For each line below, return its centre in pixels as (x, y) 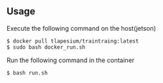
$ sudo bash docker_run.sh (46, 47)
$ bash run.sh (27, 73)
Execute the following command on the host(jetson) (81, 28)
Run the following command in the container (71, 60)
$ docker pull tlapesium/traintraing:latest (73, 41)
